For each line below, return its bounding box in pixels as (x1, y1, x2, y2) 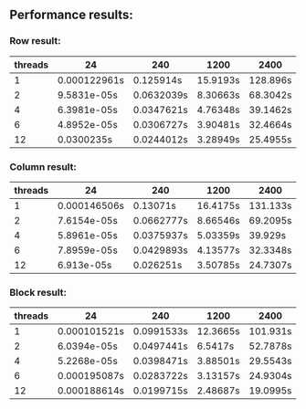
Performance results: (9, 7, 134, 23)
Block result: (9, 286, 67, 299)
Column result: (9, 160, 78, 173)
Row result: (9, 35, 61, 47)
